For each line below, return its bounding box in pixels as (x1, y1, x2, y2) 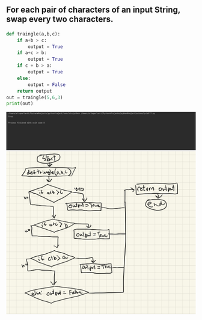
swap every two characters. (6, 14, 114, 25)
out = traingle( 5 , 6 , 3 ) (6, 94, 63, 100)
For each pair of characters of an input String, (6, 5, 180, 15)
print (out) (6, 100, 34, 107)
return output (17, 88, 52, 94)
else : (17, 75, 31, 81)
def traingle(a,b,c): (6, 31, 61, 37)
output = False (28, 81, 66, 88)
